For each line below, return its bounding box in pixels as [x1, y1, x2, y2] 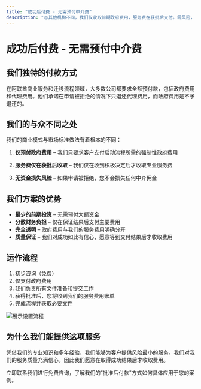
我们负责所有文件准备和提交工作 [14, 285, 94, 292]
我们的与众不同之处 [6, 119, 77, 129]
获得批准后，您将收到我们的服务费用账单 [14, 292, 115, 299]
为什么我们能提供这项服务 [6, 331, 100, 342]
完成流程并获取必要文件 [14, 300, 73, 307]
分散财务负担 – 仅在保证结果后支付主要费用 [14, 219, 121, 226]
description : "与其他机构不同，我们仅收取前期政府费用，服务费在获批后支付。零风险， [6, 14, 196, 20]
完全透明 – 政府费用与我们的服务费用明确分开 [14, 226, 126, 233]
